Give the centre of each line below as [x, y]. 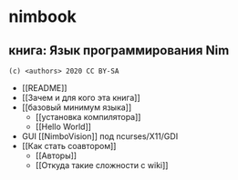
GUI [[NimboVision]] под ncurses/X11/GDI [100, 136]
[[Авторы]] [56, 155]
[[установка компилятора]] [88, 117]
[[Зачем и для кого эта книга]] [81, 98]
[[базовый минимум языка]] [77, 107]
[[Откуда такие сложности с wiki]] [102, 165]
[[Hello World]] [63, 126]
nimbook [42, 17]
